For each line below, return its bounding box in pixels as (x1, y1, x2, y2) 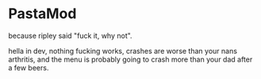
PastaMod (8, 5, 77, 23)
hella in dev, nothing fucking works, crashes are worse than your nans (8, 46, 238, 55)
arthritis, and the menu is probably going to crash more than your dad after (8, 55, 253, 64)
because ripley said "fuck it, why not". (8, 31, 132, 40)
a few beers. (8, 62, 49, 72)
